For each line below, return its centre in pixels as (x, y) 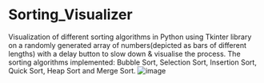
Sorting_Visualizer (71, 15)
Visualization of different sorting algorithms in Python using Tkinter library (130, 37)
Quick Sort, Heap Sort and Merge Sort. (72, 70)
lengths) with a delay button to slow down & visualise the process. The (125, 53)
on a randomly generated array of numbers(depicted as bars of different (127, 45)
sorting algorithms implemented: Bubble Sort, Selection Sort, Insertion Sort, (133, 62)
